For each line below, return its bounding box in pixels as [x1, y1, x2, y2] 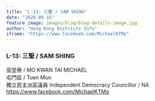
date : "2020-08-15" [6, 14, 55, 20]
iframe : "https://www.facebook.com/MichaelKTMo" [6, 31, 129, 37]
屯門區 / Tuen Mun [6, 74, 52, 81]
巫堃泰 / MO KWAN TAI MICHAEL [6, 66, 88, 74]
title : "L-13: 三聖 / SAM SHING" [6, 8, 88, 15]
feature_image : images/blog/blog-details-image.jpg [6, 20, 137, 26]
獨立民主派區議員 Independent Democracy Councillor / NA [6, 81, 149, 88]
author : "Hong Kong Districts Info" [6, 25, 97, 32]
